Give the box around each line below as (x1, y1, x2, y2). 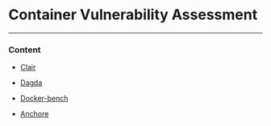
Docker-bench (19, 94, 69, 104)
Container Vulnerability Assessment (8, 6, 258, 24)
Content (8, 44, 42, 55)
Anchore (19, 109, 49, 119)
